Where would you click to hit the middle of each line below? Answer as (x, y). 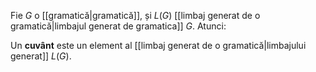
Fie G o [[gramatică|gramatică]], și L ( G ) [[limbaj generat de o (135, 15)
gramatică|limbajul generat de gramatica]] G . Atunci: (118, 26)
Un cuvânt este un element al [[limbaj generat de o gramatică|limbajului (158, 45)
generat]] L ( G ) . (41, 56)
